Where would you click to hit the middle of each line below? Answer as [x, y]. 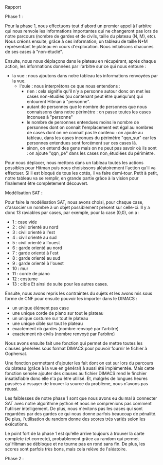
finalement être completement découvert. [47, 183]
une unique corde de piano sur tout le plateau [58, 313]
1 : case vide [25, 222]
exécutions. [17, 424]
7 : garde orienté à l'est [35, 253]
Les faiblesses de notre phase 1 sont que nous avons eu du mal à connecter [81, 398]
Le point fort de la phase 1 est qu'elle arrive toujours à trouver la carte [75, 433]
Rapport [13, 7]
